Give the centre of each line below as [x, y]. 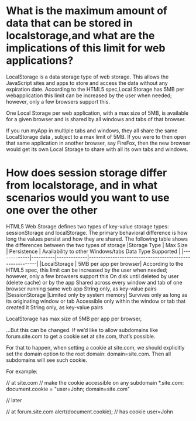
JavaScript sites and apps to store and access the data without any [87, 83]
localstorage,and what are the [80, 36]
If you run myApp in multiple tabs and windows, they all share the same [92, 131]
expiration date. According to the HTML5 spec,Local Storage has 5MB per [95, 89]
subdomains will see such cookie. [47, 360]
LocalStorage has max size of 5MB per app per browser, [74, 319]
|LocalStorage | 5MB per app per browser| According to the [112, 263]
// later [14, 400]
